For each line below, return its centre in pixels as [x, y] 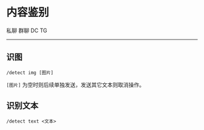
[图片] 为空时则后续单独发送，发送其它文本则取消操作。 [76, 84]
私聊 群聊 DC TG [27, 30]
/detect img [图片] [30, 73]
